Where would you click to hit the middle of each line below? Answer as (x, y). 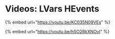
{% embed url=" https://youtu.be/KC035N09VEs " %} (58, 22)
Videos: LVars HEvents (52, 9)
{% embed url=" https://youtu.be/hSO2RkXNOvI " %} (57, 31)
